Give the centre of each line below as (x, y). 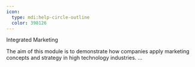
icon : (13, 12)
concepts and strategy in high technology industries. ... (74, 58)
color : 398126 (29, 23)
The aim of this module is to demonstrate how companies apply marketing (98, 51)
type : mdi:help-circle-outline (51, 17)
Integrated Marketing (32, 40)
